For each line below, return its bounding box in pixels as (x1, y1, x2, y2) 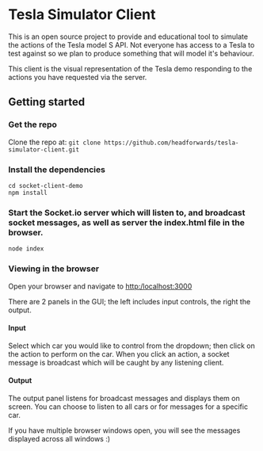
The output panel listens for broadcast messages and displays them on (8, 393, 240, 403)
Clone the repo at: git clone (8, 137, 101, 147)
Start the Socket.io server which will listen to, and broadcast (8, 207, 246, 218)
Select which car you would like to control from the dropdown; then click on (8, 341, 256, 350)
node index (8, 245, 44, 253)
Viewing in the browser (8, 263, 100, 274)
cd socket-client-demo (8, 182, 83, 189)
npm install (8, 189, 48, 197)
